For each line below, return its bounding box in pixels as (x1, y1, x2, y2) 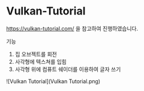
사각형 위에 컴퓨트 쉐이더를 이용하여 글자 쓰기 (14, 65, 121, 73)
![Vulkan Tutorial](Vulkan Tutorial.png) (6, 77, 101, 85)
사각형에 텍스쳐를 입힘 (14, 58, 67, 65)
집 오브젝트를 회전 (14, 50, 57, 58)
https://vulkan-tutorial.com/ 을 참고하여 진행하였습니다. (6, 25, 139, 32)
